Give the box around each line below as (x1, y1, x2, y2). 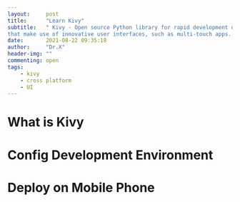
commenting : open (7, 57, 59, 64)
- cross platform (20, 76, 72, 84)
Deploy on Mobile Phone (7, 179, 155, 196)
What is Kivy (7, 114, 84, 131)
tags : (7, 64, 24, 71)
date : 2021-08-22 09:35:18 (7, 37, 107, 44)
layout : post (7, 10, 59, 18)
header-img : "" (7, 51, 53, 58)
